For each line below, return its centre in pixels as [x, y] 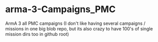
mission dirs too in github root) [37, 34]
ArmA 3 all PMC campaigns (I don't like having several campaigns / [75, 23]
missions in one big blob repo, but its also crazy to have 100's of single [79, 28]
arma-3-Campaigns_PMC [61, 9]
